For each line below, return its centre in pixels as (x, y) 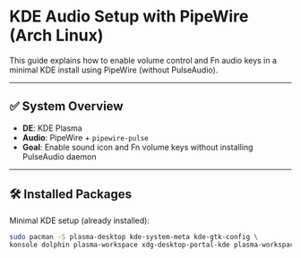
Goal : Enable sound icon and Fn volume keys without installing (138, 147)
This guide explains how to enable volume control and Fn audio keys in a (143, 60)
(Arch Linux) (56, 35)
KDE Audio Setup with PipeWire (129, 17)
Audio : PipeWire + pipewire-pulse (86, 137)
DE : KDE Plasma (52, 128)
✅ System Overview (66, 106)
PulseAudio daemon (59, 156)
